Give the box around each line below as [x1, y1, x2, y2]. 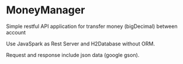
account [6, 29, 26, 35]
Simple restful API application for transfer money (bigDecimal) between [6, 23, 178, 30]
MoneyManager [6, 3, 85, 17]
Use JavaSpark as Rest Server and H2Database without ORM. [6, 40, 155, 47]
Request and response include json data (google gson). [6, 51, 140, 58]
